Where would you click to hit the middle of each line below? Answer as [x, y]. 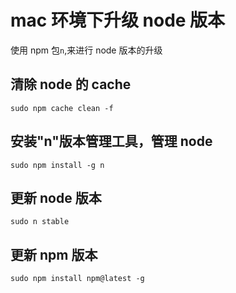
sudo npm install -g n [57, 165]
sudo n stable [40, 222]
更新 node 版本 [56, 197]
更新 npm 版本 [54, 254]
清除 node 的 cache [71, 84]
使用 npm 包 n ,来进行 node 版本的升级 [86, 50]
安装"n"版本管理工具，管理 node [111, 141]
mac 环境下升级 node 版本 [118, 20]
